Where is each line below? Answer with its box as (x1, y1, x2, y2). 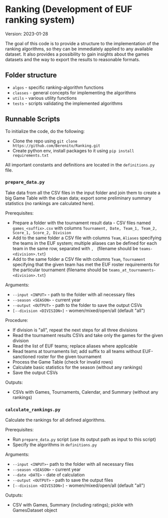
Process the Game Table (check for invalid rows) (12, 359, 113, 365)
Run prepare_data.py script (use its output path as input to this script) (12, 436, 156, 442)
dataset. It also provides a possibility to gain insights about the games (5, 51, 149, 57)
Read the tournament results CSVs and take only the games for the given (12, 332, 163, 338)
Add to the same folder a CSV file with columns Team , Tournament (12, 256, 145, 262)
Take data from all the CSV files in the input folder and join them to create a (5, 190, 160, 196)
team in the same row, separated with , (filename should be (12, 245, 138, 251)
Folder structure (5, 71, 57, 80)
